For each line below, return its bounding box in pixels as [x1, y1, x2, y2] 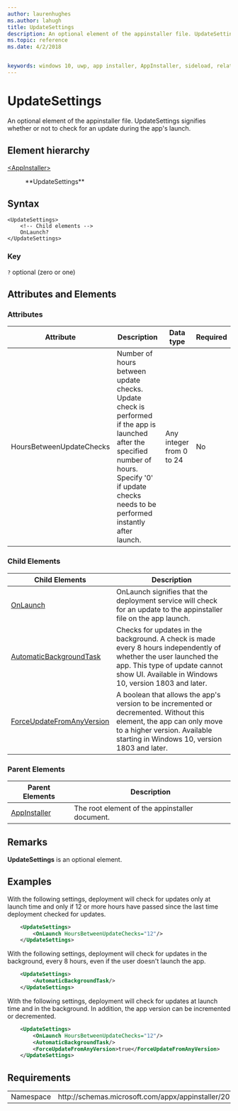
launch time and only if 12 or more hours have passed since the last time [7, 902, 218, 911]
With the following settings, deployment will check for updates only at [7, 894, 211, 903]
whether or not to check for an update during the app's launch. [7, 124, 191, 132]
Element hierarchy [7, 145, 90, 157]
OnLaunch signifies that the [116, 586, 208, 596]
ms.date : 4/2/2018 [7, 43, 62, 50]
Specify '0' [116, 473, 154, 483]
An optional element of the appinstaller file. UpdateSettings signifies [7, 116, 206, 125]
